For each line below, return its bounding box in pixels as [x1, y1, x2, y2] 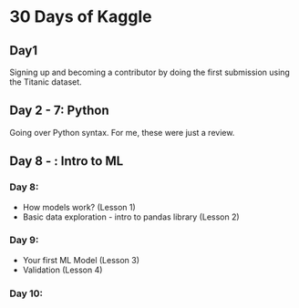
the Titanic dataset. [9, 77, 82, 87]
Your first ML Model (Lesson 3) [22, 254, 139, 265]
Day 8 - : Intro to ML [9, 153, 124, 169]
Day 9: [9, 234, 39, 247]
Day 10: [9, 287, 44, 300]
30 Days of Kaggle [9, 6, 152, 27]
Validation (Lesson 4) [22, 264, 103, 275]
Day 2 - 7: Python [9, 103, 109, 118]
